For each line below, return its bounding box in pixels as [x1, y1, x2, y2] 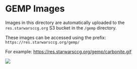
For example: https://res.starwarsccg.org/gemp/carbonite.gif [5, 48, 132, 54]
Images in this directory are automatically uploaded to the [5, 19, 125, 25]
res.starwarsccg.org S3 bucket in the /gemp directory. [5, 24, 117, 30]
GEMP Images [5, 3, 65, 14]
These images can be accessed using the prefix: [5, 34, 106, 40]
